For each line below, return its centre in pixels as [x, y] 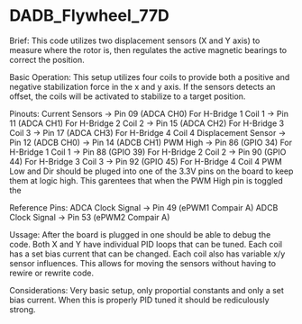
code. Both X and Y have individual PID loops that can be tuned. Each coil [146, 244]
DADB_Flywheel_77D [89, 16]
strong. [23, 309]
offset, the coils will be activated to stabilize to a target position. [128, 96]
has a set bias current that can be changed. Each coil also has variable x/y [147, 254]
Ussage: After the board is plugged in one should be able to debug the [140, 234]
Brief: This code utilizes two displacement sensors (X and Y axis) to [135, 40]
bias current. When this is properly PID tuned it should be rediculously [139, 300]
